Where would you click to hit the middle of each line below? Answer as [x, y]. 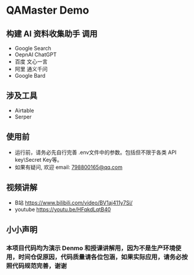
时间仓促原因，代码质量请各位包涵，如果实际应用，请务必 [100, 257]
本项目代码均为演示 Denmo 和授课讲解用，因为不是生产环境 [91, 248]
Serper [23, 117]
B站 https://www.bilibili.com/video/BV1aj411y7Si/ [74, 203]
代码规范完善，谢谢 [39, 266]
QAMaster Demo [48, 10]
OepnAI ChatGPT [36, 55]
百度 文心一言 [31, 62]
